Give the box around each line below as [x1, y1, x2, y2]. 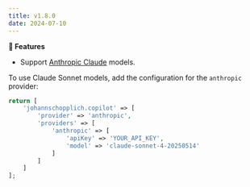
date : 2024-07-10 [8, 19, 67, 27]
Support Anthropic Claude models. [19, 57, 135, 67]
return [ [8, 97, 38, 105]
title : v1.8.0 [8, 11, 56, 20]
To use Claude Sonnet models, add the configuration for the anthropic [8, 73, 242, 82]
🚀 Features [8, 41, 46, 51]
